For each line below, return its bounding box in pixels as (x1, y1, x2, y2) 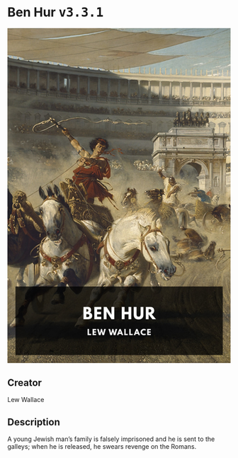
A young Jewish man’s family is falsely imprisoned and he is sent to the (7, 435, 215, 443)
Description (7, 416, 60, 428)
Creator (7, 377, 42, 389)
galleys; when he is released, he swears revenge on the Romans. (7, 442, 197, 451)
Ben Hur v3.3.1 (7, 4, 104, 21)
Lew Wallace (7, 396, 45, 404)
